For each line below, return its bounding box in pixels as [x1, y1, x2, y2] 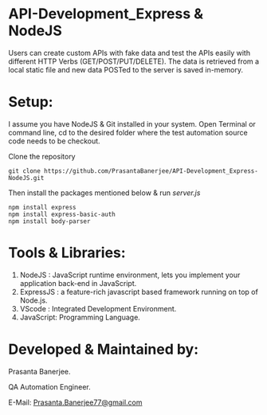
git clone [8, 166, 41, 175]
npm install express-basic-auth [8, 210, 116, 218]
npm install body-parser [8, 217, 91, 225]
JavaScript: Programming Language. [19, 312, 141, 322]
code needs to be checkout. [8, 136, 101, 146]
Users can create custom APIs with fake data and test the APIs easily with [8, 48, 251, 57]
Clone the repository [8, 151, 76, 161]
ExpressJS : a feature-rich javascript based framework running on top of [19, 287, 259, 296]
